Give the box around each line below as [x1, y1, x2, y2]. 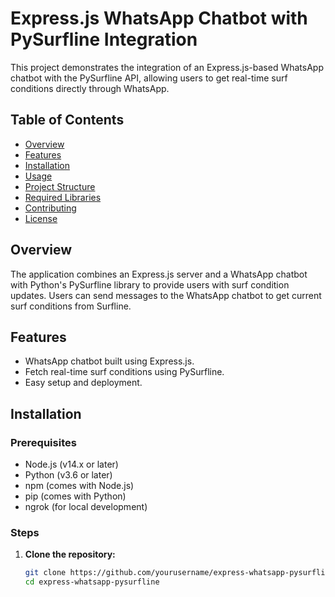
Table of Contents [10, 112, 125, 129]
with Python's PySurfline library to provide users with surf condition [10, 278, 290, 291]
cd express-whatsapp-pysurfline [24, 577, 160, 587]
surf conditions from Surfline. [10, 300, 132, 312]
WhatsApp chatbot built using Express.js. [24, 355, 195, 367]
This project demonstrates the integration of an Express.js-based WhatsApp [10, 61, 324, 73]
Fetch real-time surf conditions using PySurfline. [24, 366, 225, 378]
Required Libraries [24, 191, 102, 203]
